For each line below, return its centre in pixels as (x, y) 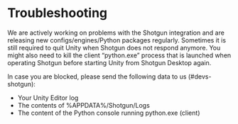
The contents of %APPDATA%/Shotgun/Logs (84, 105)
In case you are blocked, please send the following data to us (97, 77)
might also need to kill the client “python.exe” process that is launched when (119, 55)
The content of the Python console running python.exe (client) (109, 113)
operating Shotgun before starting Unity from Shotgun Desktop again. (109, 62)
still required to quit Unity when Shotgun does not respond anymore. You (114, 47)
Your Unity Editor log (48, 98)
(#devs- (200, 77)
